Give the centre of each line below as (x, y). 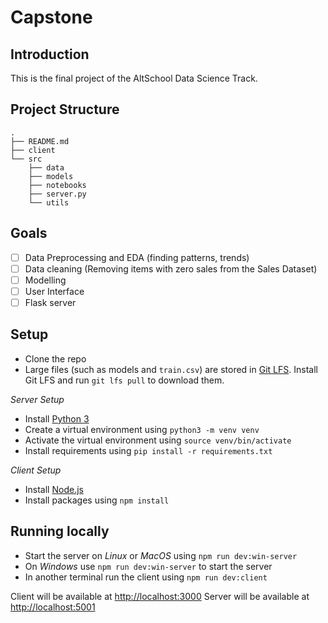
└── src (26, 159)
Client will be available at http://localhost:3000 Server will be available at (160, 596)
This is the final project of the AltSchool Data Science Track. (134, 78)
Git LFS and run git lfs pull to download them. (124, 380)
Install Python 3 (57, 418)
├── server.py (57, 194)
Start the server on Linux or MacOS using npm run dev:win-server (161, 555)
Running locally (60, 531)
